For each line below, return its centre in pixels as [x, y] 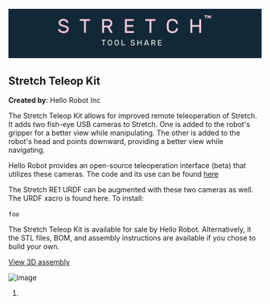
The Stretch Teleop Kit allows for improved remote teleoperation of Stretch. [133, 116]
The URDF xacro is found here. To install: [76, 199]
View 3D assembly [39, 262]
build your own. [34, 247]
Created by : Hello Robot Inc [55, 101]
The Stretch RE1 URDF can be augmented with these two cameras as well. [131, 190]
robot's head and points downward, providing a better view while [116, 142]
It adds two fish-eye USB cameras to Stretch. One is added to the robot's [129, 125]
